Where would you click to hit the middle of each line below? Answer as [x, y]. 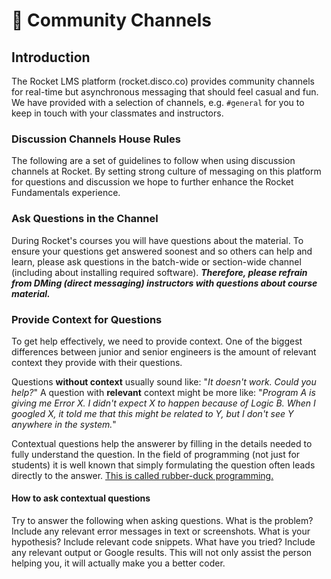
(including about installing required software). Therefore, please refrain [159, 272]
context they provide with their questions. [97, 362]
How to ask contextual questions [81, 498]
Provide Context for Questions [87, 319]
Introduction [51, 57]
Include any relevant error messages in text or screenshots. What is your [161, 531]
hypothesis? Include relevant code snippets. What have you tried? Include [163, 542]
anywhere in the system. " [64, 424]
